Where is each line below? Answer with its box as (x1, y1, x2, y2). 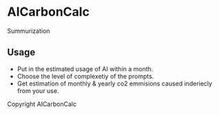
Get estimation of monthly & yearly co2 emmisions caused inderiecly (17, 79, 212, 88)
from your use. (17, 86, 59, 94)
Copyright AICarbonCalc (7, 100, 77, 108)
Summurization (7, 27, 50, 35)
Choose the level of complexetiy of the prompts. (17, 72, 154, 80)
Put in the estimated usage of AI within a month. (17, 64, 154, 73)
